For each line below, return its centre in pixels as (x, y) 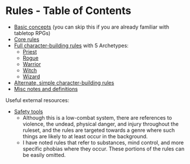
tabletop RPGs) (32, 33)
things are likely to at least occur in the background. (85, 136)
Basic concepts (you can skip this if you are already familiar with (91, 27)
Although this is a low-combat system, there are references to (97, 117)
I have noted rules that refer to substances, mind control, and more (103, 142)
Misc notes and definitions (46, 89)
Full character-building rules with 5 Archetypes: (71, 46)
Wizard (31, 76)
